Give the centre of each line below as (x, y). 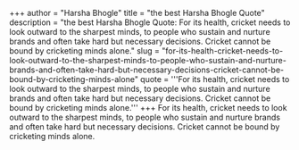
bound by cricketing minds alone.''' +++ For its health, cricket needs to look (148, 108)
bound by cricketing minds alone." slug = (85, 51)
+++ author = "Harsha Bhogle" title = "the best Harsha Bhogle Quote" (137, 13)
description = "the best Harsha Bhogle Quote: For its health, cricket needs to (150, 22)
